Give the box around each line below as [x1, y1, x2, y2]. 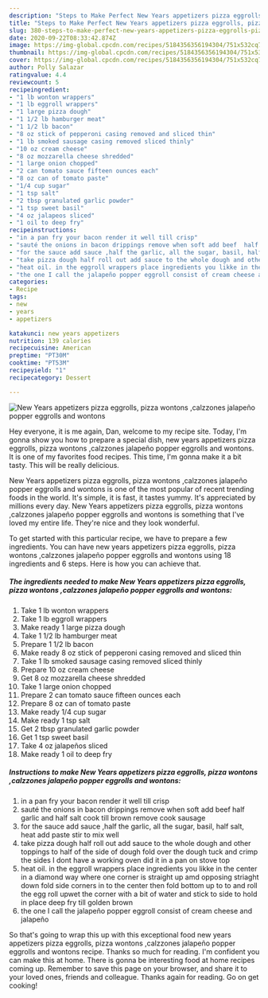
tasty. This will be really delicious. [9, 460, 120, 470]
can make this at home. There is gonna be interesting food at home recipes [9, 955, 255, 965]
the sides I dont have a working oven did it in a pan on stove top [20, 855, 230, 864]
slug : [9, 26, 27, 34]
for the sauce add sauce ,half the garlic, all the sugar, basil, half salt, [20, 821, 245, 831]
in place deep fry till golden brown [20, 897, 134, 907]
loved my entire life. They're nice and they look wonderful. [9, 518, 200, 528]
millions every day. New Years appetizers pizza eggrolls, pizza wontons [9, 501, 243, 510]
